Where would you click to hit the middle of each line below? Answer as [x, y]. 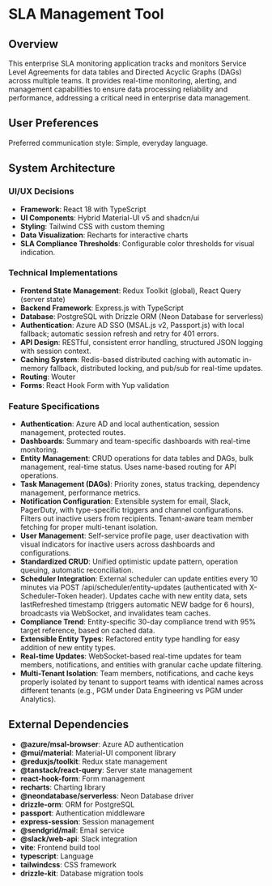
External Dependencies [69, 724]
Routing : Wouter [48, 377]
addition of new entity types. [68, 648]
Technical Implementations [63, 273]
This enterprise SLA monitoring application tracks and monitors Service [127, 63]
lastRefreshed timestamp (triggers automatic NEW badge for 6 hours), [137, 605]
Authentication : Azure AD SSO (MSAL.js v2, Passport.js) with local [132, 325]
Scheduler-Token [49, 596]
